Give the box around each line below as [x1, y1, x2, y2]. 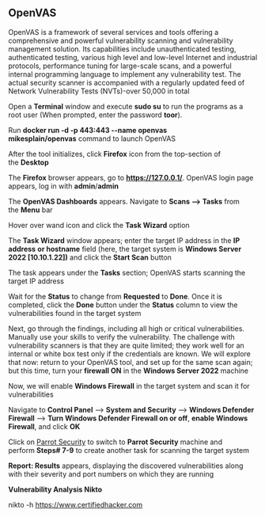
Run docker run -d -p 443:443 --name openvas [8, 125, 168, 135]
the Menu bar [8, 205, 53, 215]
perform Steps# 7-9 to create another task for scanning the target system [8, 445, 249, 454]
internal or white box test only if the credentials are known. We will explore [8, 348, 251, 359]
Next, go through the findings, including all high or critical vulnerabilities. [8, 324, 245, 333]
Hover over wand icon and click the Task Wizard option [8, 220, 190, 230]
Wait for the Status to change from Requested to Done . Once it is [8, 291, 223, 301]
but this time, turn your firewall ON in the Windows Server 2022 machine [8, 366, 249, 375]
